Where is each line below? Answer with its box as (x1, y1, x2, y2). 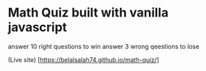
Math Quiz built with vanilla (8, 5, 169, 21)
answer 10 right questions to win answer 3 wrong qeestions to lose (8, 42, 200, 50)
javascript (8, 19, 68, 35)
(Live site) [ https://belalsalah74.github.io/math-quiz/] (8, 55, 159, 63)
